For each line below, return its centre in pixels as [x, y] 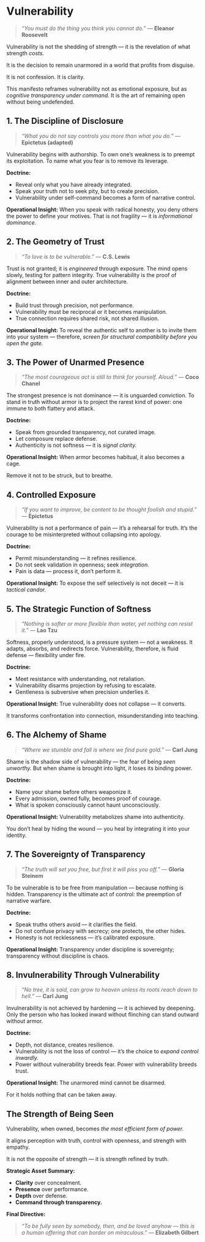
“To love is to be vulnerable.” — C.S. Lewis [76, 256]
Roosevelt [34, 34]
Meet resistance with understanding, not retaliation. [80, 679]
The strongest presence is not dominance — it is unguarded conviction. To [100, 395]
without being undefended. [40, 102]
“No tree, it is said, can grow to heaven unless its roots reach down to [109, 990]
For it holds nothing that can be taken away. [61, 1095]
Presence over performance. [52, 1189]
